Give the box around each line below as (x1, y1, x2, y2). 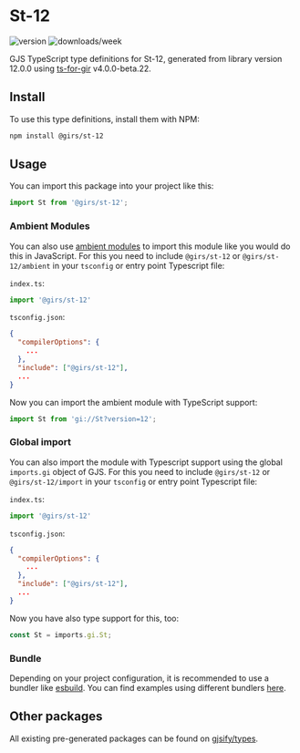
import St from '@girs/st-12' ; (9, 198, 129, 208)
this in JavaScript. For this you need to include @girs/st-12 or (9, 250, 241, 261)
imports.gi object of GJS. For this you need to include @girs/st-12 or (9, 466, 271, 477)
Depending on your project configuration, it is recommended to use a (9, 672, 269, 684)
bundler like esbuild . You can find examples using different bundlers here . (9, 682, 287, 693)
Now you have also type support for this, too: (9, 613, 180, 624)
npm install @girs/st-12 (9, 131, 104, 140)
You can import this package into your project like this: (9, 181, 214, 191)
